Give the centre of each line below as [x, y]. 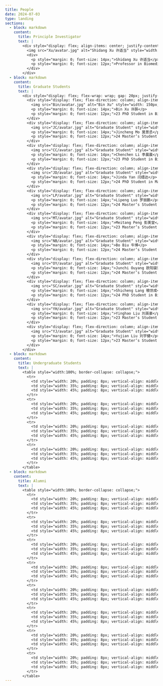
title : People [19, 10]
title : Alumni [32, 481]
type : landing [19, 19]
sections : [15, 23]
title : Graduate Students [44, 87]
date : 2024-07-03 [23, 14]
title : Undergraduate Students [49, 363]
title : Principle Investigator [49, 37]
